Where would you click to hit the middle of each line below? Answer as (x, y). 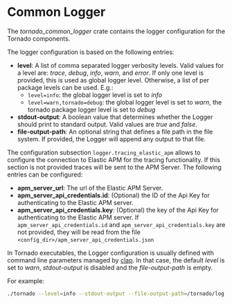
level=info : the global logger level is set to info (95, 95)
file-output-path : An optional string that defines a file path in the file (115, 132)
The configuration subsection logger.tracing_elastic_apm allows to (104, 152)
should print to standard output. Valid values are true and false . (107, 124)
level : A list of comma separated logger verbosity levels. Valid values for (120, 65)
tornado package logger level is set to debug (91, 109)
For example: (26, 280)
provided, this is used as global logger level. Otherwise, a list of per (113, 80)
